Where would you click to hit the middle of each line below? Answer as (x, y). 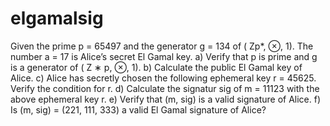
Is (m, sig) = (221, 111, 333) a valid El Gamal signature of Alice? (138, 109)
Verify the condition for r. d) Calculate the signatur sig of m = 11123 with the (165, 88)
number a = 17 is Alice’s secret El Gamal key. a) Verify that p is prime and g (164, 56)
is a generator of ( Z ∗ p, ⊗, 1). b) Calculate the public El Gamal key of (156, 67)
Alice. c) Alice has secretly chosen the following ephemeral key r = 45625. (163, 78)
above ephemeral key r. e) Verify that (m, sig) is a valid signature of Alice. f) (166, 99)
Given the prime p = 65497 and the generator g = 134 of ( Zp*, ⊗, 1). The (162, 46)
